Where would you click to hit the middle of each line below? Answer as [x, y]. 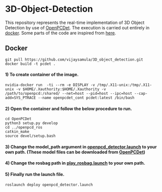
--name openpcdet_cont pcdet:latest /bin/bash [86, 98]
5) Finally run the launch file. [35, 174]
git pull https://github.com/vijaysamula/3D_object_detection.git [74, 60]
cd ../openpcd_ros [24, 128]
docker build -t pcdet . [30, 64]
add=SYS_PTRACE [21, 98]
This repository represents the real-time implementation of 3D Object [75, 22]
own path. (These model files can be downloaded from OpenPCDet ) [75, 152]
